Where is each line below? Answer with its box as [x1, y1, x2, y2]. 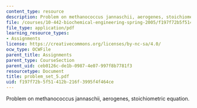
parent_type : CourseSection [6, 57, 75, 63]
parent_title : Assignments [6, 52, 72, 58]
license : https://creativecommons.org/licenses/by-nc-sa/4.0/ [6, 41, 161, 47]
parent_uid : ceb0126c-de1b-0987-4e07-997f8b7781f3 [6, 62, 133, 69]
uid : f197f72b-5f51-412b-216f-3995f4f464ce [6, 79, 114, 85]
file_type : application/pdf [6, 25, 75, 31]
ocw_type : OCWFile [6, 47, 51, 53]
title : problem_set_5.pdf [6, 74, 69, 79]
